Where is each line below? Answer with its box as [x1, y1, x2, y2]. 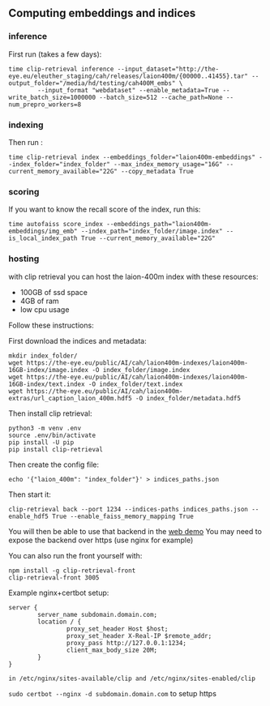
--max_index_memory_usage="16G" [113, 160, 223, 169]
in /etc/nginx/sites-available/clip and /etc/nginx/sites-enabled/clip [8, 674, 255, 682]
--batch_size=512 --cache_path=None [98, 93, 223, 101]
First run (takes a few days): [8, 49, 102, 59]
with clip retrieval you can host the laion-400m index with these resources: [8, 272, 259, 281]
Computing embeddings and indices [8, 6, 196, 20]
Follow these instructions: [8, 320, 95, 330]
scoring [8, 186, 40, 197]
